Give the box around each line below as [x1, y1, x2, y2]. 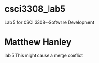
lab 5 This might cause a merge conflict [4, 52, 83, 58]
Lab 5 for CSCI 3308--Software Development [4, 19, 95, 25]
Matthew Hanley [4, 36, 72, 47]
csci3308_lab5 [4, 3, 66, 15]
